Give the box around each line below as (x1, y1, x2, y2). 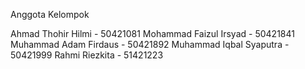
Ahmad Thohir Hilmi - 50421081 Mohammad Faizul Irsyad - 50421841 (10, 28, 295, 39)
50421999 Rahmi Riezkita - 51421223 (10, 49, 164, 61)
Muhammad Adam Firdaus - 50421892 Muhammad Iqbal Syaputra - (10, 39, 290, 50)
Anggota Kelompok (10, 9, 90, 20)
